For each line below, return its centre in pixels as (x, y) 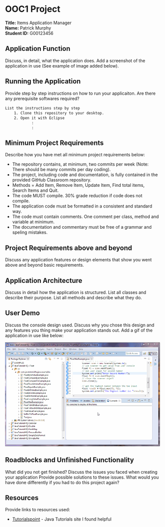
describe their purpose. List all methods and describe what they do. (74, 298)
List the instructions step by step (42, 108)
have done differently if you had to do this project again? (62, 482)
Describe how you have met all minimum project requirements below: (75, 155)
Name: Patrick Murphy (28, 28)
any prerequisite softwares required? (42, 98)
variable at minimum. (33, 222)
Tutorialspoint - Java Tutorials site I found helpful (62, 519)
